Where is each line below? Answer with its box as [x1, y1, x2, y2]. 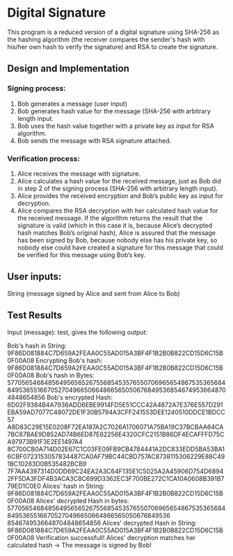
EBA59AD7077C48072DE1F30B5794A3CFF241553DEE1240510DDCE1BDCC [7, 408, 226, 416]
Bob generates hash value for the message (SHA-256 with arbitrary [17, 106, 211, 115]
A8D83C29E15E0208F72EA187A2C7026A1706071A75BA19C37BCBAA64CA [7, 423, 224, 431]
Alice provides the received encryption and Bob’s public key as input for [17, 191, 224, 199]
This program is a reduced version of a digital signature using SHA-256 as [7, 28, 220, 36]
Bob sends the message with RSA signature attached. [17, 136, 172, 145]
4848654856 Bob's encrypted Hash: [7, 393, 113, 401]
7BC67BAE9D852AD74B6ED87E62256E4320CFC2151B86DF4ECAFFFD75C [7, 430, 225, 439]
